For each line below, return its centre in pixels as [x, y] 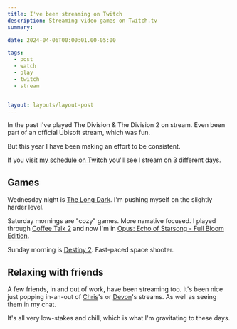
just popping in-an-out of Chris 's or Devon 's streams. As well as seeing [112, 297]
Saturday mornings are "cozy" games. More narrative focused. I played [112, 221]
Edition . [19, 236]
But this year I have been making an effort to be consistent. [94, 146]
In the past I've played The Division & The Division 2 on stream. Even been [116, 125]
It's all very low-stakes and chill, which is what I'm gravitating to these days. [119, 318]
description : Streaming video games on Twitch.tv [83, 21]
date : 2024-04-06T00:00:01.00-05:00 [62, 40]
